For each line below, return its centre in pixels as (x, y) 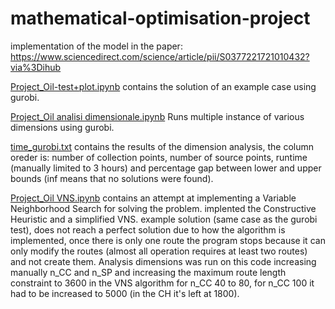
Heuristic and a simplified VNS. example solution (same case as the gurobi (164, 219)
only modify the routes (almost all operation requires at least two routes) (159, 251)
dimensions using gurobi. (62, 127)
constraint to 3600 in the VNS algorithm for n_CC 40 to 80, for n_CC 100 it (162, 283)
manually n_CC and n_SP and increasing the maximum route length (148, 272)
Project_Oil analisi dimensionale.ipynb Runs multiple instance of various (157, 116)
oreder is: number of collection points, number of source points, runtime (159, 157)
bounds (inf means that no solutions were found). (112, 178)
